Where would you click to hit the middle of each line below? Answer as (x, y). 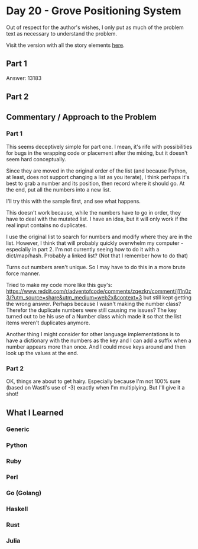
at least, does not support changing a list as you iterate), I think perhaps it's (98, 177)
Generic (18, 429)
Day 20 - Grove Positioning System (94, 11)
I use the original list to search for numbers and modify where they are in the (99, 237)
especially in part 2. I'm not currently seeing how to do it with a (83, 249)
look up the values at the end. (42, 353)
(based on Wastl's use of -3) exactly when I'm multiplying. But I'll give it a (95, 388)
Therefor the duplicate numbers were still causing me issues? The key (92, 310)
